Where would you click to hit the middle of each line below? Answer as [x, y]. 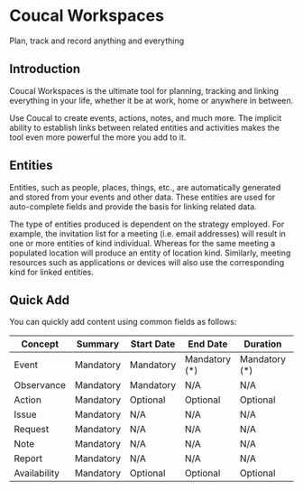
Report [28, 459]
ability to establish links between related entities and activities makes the [145, 127]
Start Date [153, 344]
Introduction [45, 69]
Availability [37, 473]
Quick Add [40, 300]
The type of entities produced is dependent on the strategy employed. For [147, 224]
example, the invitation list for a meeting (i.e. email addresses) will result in [148, 233]
